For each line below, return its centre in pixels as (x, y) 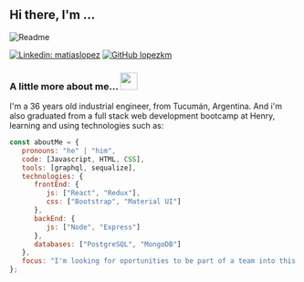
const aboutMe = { (44, 142)
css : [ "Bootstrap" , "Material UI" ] (114, 202)
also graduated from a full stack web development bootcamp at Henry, (142, 116)
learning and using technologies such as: (87, 126)
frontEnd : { (56, 185)
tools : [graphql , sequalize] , (79, 168)
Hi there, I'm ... (52, 15)
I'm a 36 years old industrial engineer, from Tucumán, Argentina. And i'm (146, 106)
